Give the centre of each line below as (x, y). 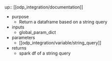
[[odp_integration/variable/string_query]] (60, 43)
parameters (23, 37)
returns (19, 48)
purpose (20, 16)
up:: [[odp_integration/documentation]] (44, 7)
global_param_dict (37, 32)
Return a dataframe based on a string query (63, 22)
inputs (18, 27)
